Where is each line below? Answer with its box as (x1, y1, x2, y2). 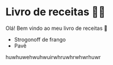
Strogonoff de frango (14, 36, 66, 43)
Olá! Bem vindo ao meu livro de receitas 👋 (5, 25, 108, 32)
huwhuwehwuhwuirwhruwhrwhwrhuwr (5, 53, 101, 60)
